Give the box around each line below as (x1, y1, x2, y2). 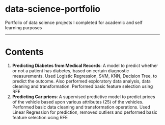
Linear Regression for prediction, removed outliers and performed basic (12, 109, 158, 115)
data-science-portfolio (5, 3, 101, 15)
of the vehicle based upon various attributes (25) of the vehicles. (12, 99, 144, 104)
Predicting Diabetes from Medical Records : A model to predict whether (12, 62, 158, 68)
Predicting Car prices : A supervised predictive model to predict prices (12, 94, 156, 100)
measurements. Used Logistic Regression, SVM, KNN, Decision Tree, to (12, 73, 157, 79)
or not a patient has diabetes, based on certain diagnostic (12, 67, 129, 74)
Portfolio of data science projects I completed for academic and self (5, 20, 143, 25)
